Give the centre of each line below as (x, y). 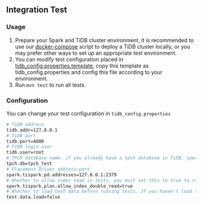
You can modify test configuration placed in (69, 59)
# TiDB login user (29, 147)
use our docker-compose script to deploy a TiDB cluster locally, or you (103, 46)
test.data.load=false (33, 197)
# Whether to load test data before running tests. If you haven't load (99, 192)
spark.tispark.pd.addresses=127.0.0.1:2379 (62, 175)
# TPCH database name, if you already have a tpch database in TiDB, (95, 158)
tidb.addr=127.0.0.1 (32, 130)
